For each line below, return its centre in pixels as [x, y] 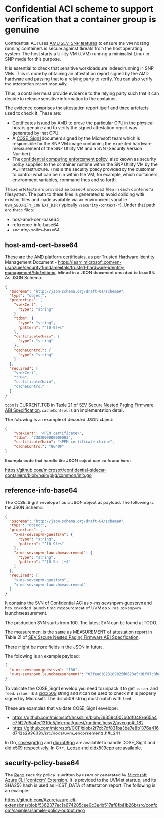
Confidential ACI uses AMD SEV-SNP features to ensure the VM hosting [77, 43]
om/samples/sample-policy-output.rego [45, 810]
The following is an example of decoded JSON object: [59, 419]
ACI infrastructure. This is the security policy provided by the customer [83, 169]
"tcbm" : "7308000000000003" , [43, 438]
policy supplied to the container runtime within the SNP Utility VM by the [85, 164]
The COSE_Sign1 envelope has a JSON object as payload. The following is [80, 502]
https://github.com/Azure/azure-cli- [41, 800]
